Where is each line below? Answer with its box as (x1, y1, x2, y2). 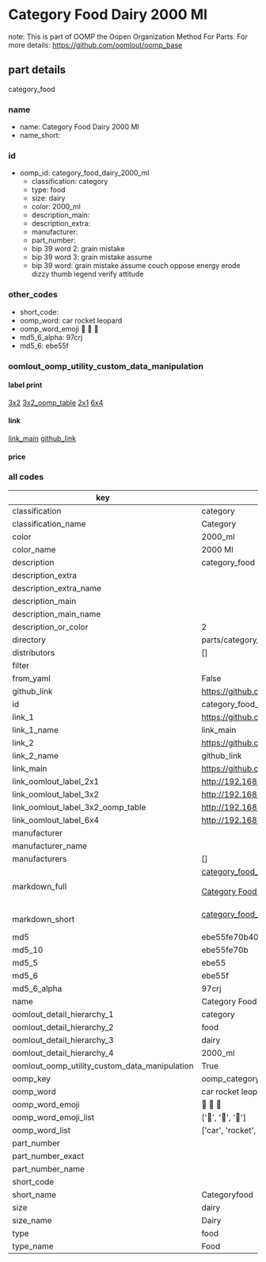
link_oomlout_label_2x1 (12, 775, 100, 786)
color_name (12, 544, 56, 555)
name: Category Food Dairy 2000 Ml (19, 122, 139, 132)
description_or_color (12, 621, 89, 632)
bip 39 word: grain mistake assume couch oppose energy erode (31, 261, 241, 270)
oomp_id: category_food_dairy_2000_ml (19, 168, 150, 178)
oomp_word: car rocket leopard (19, 315, 123, 325)
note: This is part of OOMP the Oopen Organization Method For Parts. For (8, 32, 248, 41)
